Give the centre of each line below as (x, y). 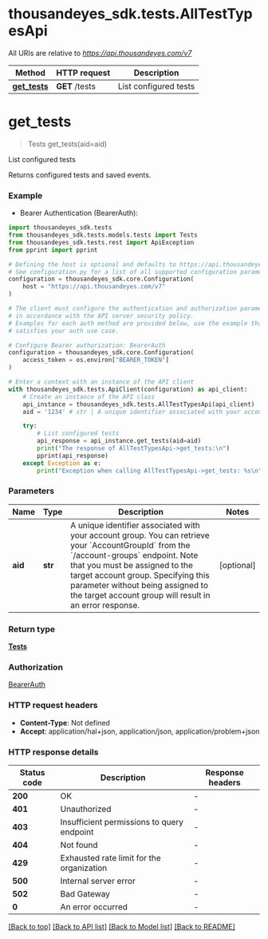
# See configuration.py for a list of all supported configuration (123, 272)
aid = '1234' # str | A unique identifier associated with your (132, 412)
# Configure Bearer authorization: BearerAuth (87, 345)
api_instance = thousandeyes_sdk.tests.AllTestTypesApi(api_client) (139, 404)
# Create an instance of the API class (89, 396)
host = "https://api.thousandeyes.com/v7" (94, 287)
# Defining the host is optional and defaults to (93, 265)
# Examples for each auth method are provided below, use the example (128, 323)
